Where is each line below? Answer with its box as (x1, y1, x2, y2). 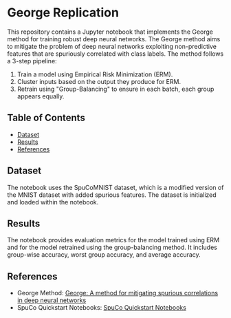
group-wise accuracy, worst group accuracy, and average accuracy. (7, 251, 201, 259)
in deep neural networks (16, 296, 87, 304)
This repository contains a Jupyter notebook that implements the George (7, 28, 214, 36)
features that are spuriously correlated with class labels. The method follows (7, 50, 224, 58)
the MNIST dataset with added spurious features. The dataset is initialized (7, 191, 217, 199)
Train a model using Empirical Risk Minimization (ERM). (16, 70, 173, 78)
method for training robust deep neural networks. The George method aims (7, 34, 221, 43)
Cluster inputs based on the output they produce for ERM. (16, 77, 181, 85)
